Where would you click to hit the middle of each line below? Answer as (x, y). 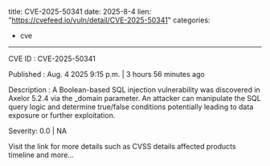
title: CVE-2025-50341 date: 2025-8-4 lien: (80, 12)
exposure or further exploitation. (62, 115)
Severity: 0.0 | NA (37, 131)
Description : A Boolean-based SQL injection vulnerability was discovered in (135, 90)
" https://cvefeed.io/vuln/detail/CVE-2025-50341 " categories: (109, 20)
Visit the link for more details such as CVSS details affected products (122, 146)
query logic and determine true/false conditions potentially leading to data (131, 107)
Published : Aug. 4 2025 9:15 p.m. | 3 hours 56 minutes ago (106, 74)
